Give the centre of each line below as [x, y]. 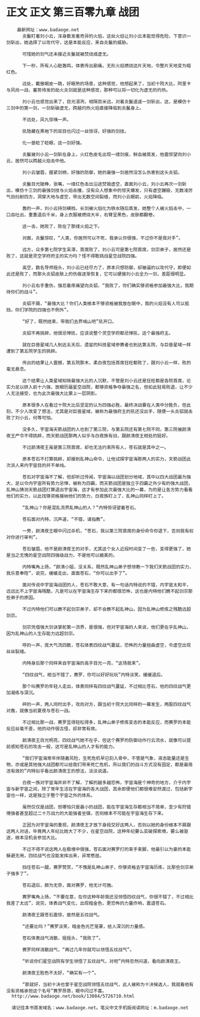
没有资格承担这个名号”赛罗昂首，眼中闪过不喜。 [56, 991]
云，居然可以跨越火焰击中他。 [37, 161]
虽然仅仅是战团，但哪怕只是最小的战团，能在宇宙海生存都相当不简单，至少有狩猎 [106, 807]
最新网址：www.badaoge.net [48, 30]
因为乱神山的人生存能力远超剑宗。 [42, 633]
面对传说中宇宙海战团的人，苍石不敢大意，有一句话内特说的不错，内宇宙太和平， [106, 585]
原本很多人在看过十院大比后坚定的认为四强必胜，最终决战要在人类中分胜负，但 [104, 405]
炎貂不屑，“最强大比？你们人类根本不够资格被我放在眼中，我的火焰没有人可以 [103, 303]
